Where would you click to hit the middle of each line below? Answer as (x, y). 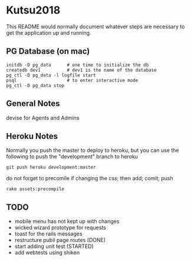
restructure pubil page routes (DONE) (60, 240)
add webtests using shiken (47, 253)
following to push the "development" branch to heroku (72, 157)
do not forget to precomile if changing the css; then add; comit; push (90, 178)
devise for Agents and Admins (43, 118)
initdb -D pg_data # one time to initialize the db (78, 65)
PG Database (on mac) (48, 52)
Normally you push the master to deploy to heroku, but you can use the (93, 150)
